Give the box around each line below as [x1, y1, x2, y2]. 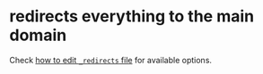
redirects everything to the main [9, 6, 254, 27]
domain [9, 25, 67, 45]
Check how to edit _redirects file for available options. [9, 54, 213, 65]
